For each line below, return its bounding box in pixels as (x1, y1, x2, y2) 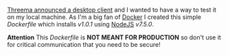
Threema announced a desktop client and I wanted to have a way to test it (7, 6, 216, 14)
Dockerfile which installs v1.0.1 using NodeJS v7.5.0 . (7, 20, 155, 28)
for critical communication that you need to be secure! (7, 41, 161, 48)
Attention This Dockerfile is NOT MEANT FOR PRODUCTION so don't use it (7, 33, 221, 41)
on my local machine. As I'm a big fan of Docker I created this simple (7, 13, 201, 21)
